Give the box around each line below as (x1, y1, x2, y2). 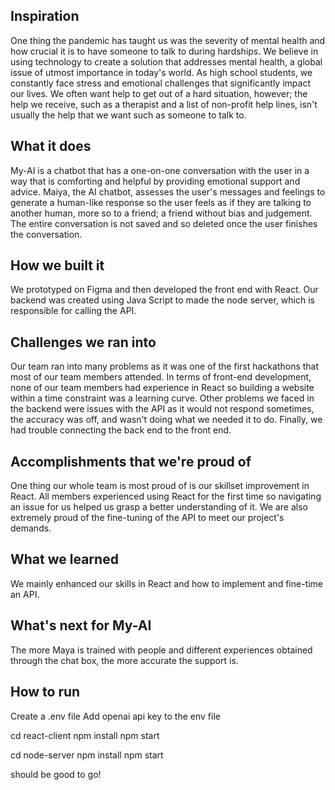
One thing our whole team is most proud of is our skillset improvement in (10, 480, 310, 492)
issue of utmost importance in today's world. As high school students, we (10, 66, 313, 78)
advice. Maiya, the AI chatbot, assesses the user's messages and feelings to (10, 185, 326, 198)
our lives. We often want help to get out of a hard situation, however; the (10, 87, 308, 99)
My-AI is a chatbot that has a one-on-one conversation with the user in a (10, 164, 310, 176)
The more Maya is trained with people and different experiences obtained (10, 644, 313, 656)
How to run (10, 684, 81, 701)
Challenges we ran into (10, 334, 157, 351)
